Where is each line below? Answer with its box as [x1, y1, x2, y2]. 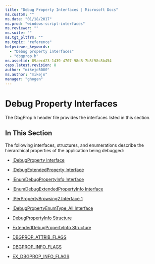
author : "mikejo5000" [5, 68, 50, 73]
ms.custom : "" [5, 12, 35, 17]
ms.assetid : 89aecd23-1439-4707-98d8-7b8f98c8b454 [5, 58, 112, 63]
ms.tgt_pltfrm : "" [5, 35, 43, 40]
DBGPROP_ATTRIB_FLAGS [12, 234, 67, 240]
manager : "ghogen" [5, 77, 43, 82]
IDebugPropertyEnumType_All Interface [12, 205, 93, 211]
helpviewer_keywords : [5, 44, 50, 49]
